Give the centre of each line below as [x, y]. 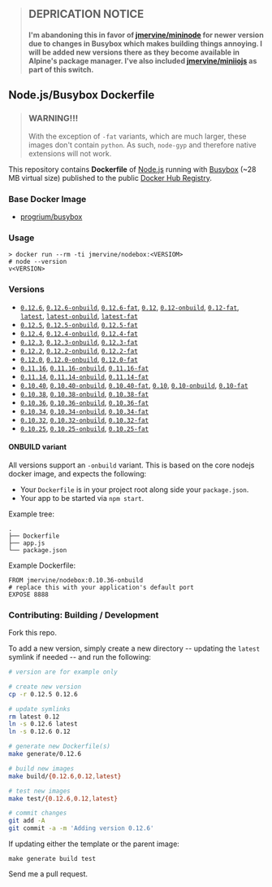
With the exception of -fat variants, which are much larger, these [137, 136]
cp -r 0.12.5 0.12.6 [43, 694]
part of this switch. [61, 69]
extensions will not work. [70, 153]
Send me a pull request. [48, 874]
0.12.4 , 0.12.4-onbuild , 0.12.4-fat [79, 333]
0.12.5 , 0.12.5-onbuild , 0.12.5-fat [79, 324]
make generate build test [52, 859]
